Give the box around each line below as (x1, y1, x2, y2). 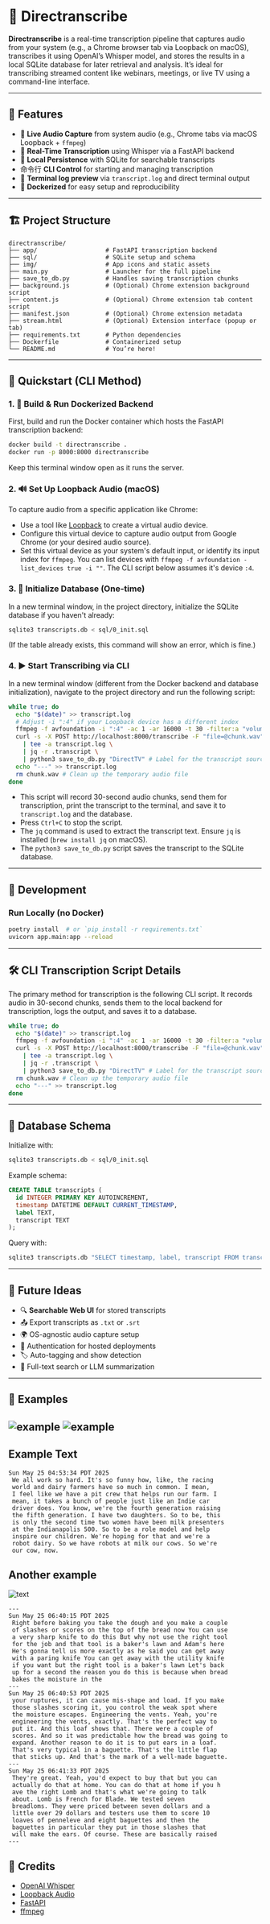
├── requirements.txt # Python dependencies (8, 330, 182, 339)
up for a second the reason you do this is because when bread (11, 1669, 228, 1677)
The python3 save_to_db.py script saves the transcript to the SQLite (19, 843, 244, 853)
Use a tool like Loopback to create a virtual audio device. (19, 520, 209, 530)
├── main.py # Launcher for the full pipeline (8, 267, 221, 275)
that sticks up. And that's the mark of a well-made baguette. (11, 1753, 228, 1761)
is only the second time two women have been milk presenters (11, 1518, 225, 1526)
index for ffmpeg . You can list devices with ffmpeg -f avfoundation (19, 555, 241, 565)
